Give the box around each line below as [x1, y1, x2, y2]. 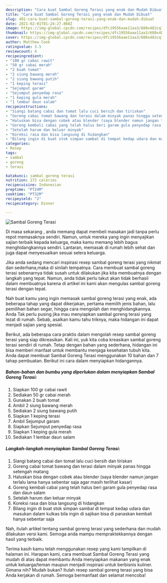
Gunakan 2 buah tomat [12, 397, 60, 403]
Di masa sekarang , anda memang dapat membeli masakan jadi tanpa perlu [5, 228, 159, 234]
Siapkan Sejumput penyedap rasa [12, 424, 82, 430]
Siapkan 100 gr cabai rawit [12, 387, 67, 393]
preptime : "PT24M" [5, 187, 44, 192]
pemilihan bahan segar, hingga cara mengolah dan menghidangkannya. [5, 306, 152, 312]
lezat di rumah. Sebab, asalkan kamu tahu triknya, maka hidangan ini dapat [5, 316, 159, 322]
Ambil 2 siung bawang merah [12, 403, 73, 409]
